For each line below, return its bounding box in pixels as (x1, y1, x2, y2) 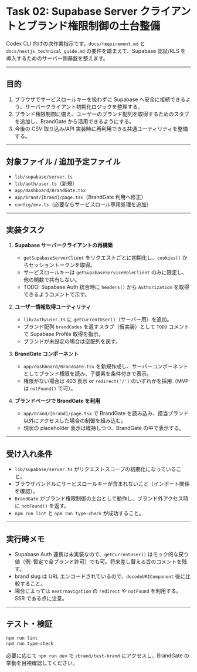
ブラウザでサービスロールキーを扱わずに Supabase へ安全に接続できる (14, 96, 186, 103)
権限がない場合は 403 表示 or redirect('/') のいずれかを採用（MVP (23, 378, 189, 385)
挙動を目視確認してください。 (6, 659, 78, 666)
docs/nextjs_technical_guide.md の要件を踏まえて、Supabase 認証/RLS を (6, 47, 186, 54)
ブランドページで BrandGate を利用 (14, 397, 101, 405)
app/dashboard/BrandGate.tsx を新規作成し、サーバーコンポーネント (23, 363, 189, 370)
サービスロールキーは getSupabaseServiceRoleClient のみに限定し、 (23, 269, 188, 276)
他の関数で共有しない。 (23, 276, 80, 283)
